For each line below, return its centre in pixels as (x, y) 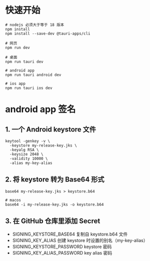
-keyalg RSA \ (24, 150)
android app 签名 (40, 109)
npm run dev (17, 47)
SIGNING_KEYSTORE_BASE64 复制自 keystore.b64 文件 (70, 234)
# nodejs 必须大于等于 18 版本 (35, 25)
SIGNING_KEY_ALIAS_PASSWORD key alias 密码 (62, 252)
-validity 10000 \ (29, 158)
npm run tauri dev (24, 61)
